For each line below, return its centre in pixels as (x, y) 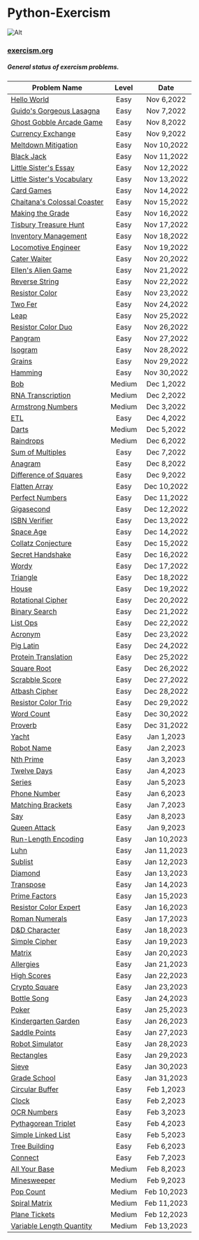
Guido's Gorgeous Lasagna (55, 111)
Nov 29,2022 (166, 361)
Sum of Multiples (38, 452)
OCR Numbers (34, 1112)
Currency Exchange (43, 133)
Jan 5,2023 (166, 782)
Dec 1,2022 (166, 384)
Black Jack (29, 156)
